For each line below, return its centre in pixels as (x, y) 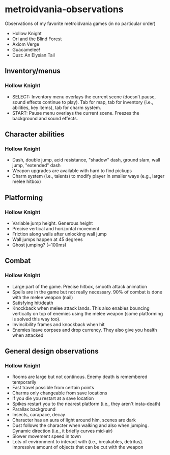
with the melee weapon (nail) (42, 297)
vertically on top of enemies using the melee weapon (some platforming (88, 313)
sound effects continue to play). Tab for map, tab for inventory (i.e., (82, 102)
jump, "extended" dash (36, 165)
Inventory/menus (33, 71)
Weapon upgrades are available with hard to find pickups (72, 171)
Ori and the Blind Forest (37, 39)
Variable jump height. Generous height (52, 223)
